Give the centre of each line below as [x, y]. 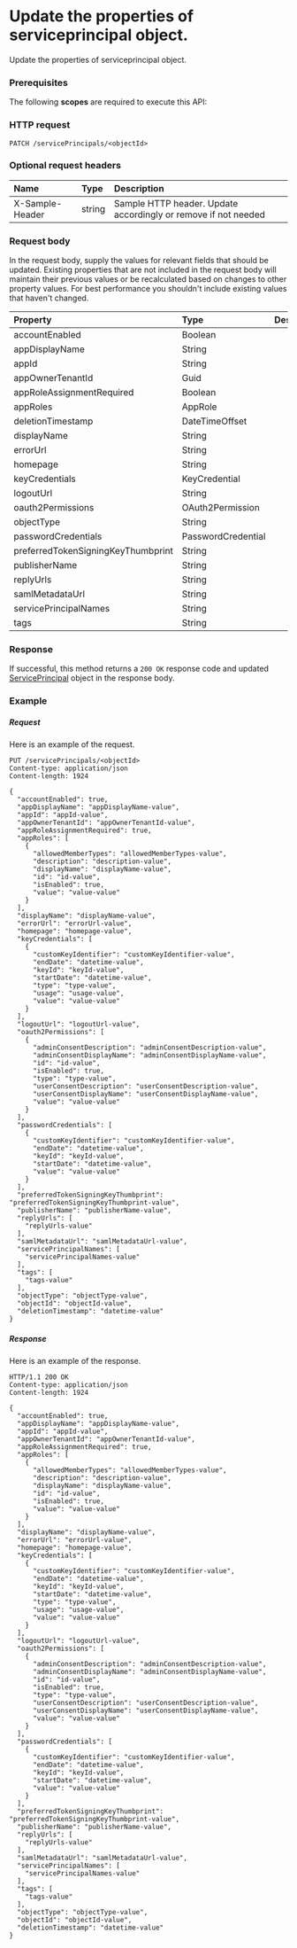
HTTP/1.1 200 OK [39, 1377]
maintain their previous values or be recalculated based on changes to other [148, 279]
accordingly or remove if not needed [189, 214]
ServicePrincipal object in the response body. [92, 678]
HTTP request [40, 125]
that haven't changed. [49, 298]
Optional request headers [65, 166]
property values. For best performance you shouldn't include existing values [148, 289]
